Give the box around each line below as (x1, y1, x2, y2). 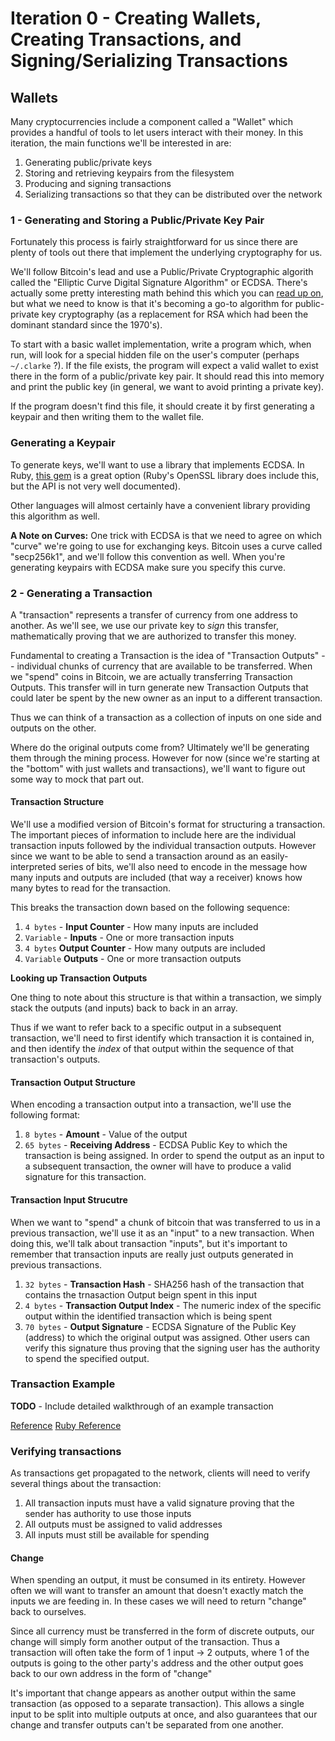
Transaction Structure (10, 796, 105, 808)
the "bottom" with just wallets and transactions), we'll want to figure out (10, 762, 306, 774)
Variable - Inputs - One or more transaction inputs (24, 932, 235, 944)
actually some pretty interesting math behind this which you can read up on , (10, 287, 324, 299)
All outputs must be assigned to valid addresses (24, 1518, 223, 1531)
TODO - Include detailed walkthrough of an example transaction (10, 1400, 274, 1412)
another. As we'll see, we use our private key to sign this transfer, (10, 619, 279, 631)
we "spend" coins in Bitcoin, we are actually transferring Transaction (10, 670, 293, 682)
